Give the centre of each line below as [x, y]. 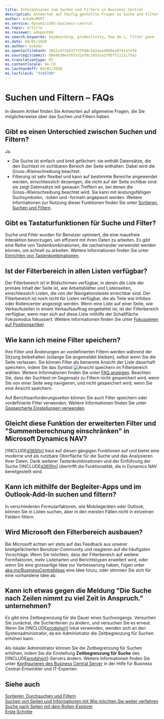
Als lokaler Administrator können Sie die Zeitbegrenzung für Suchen [74, 648]
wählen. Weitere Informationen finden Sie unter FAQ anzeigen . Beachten [78, 372]
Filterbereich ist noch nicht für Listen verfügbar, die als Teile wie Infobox [78, 298]
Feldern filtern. [20, 517]
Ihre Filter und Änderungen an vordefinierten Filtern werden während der [79, 352]
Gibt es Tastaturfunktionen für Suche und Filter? [81, 223]
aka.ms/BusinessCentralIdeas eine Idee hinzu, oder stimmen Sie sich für [78, 570]
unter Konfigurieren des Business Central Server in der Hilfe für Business [79, 664]
